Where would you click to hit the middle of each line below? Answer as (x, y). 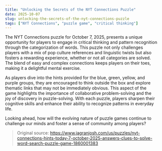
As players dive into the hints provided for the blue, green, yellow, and (75, 78)
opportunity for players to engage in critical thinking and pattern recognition (81, 43)
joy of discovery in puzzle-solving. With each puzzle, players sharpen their (80, 99)
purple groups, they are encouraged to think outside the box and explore (78, 83)
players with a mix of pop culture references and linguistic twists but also (78, 53)
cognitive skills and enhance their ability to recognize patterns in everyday (80, 104)
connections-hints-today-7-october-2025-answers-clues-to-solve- (85, 138)
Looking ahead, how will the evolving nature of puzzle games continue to (78, 118)
